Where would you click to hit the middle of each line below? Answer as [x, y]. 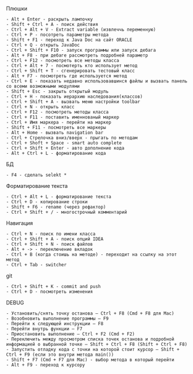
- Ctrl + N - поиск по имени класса [51, 234]
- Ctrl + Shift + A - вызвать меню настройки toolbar [73, 102]
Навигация [20, 223]
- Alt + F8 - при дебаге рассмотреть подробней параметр [77, 55]
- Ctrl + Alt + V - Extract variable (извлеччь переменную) [81, 29]
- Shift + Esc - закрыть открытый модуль [57, 91]
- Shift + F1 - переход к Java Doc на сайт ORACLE [69, 40]
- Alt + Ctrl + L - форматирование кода [56, 153]
